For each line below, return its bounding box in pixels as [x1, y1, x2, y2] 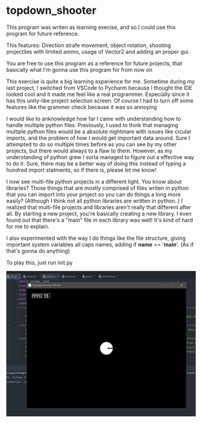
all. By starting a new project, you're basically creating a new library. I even [6, 210, 192, 217]
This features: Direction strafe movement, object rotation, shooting [6, 42, 171, 49]
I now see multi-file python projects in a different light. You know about [6, 178, 182, 185]
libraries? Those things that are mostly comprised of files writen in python [6, 184, 189, 192]
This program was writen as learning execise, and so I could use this [6, 23, 176, 31]
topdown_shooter [6, 4, 97, 17]
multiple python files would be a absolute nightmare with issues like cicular [6, 128, 192, 135]
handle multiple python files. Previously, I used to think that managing [6, 121, 179, 128]
